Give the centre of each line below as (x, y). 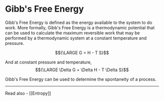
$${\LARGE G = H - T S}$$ (82, 53)
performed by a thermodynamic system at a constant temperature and (76, 38)
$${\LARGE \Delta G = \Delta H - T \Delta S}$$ (82, 70)
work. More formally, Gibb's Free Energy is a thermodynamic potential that (80, 27)
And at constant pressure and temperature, (48, 62)
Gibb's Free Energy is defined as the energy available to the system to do (79, 22)
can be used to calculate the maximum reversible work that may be (72, 33)
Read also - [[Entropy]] (28, 93)
